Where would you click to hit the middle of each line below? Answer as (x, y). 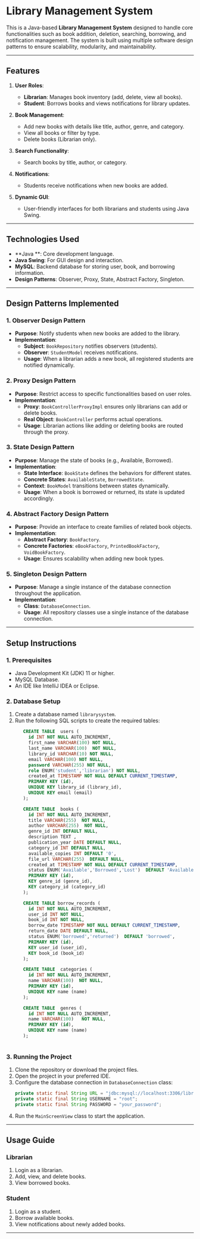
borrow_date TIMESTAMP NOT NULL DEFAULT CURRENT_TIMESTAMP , (104, 925)
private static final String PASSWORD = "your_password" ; (88, 1104)
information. (29, 272)
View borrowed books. (43, 1183)
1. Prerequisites (29, 660)
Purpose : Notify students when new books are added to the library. (97, 333)
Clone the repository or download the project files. (76, 1070)
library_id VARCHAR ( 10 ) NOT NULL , (71, 754)
